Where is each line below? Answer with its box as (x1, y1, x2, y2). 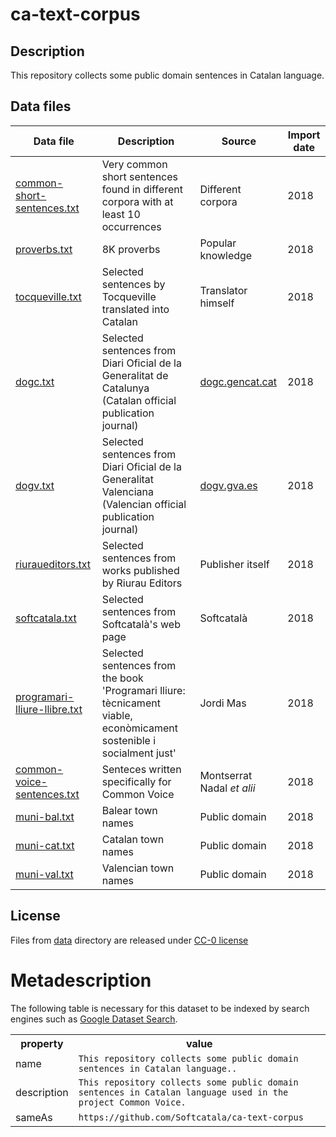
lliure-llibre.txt (15, 702, 83, 716)
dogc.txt (15, 374, 55, 388)
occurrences (101, 219, 162, 233)
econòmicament (101, 721, 179, 735)
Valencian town (101, 861, 175, 875)
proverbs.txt (15, 242, 73, 256)
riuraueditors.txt (15, 557, 91, 571)
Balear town (101, 803, 158, 817)
